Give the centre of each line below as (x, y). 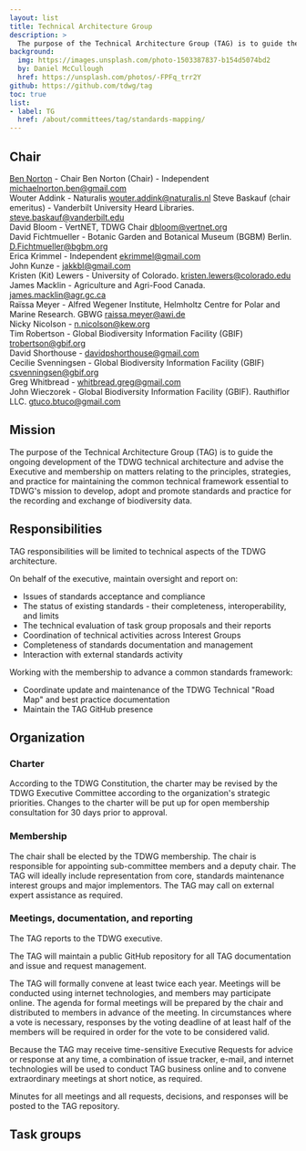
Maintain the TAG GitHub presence (87, 709)
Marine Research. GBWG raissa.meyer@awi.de (97, 314)
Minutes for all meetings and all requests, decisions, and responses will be (149, 1096)
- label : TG (32, 111)
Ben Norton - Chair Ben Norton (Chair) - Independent (109, 178)
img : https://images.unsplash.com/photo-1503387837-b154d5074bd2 (144, 60)
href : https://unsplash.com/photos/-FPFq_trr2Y (110, 78)
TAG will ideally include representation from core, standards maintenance (147, 876)
